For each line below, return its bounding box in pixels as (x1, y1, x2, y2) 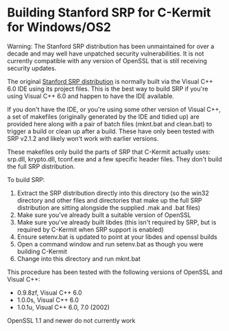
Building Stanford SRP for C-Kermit (7, 5, 211, 21)
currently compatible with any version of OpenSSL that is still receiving (7, 56, 208, 65)
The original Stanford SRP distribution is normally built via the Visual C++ (7, 77, 214, 85)
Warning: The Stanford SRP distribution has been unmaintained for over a (7, 42, 215, 50)
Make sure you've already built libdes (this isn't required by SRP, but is (16, 218, 217, 226)
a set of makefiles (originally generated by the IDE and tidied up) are (7, 112, 200, 121)
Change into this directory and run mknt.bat (16, 254, 141, 262)
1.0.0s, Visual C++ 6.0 (16, 295, 79, 304)
